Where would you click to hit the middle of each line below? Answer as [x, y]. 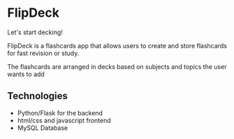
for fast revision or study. [43, 53]
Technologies [38, 96]
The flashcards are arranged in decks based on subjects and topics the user [117, 66]
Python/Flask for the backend [60, 112]
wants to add [26, 74]
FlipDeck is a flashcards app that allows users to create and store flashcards [117, 45]
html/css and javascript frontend [64, 120]
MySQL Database [43, 128]
